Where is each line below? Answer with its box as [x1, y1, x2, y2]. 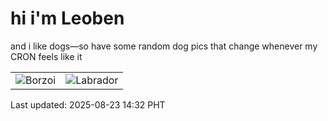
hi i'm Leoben [10, 7, 125, 30]
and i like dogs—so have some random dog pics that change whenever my [10, 40, 318, 52]
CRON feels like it [10, 50, 83, 62]
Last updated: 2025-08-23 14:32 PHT [10, 98, 166, 111]
